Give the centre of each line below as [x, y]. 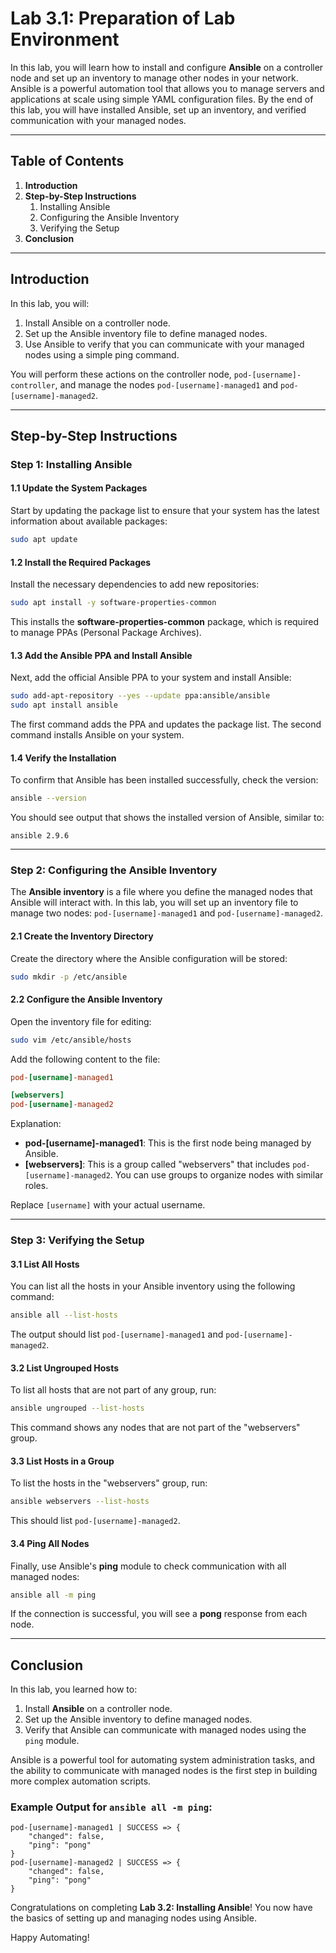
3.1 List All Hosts [45, 1264]
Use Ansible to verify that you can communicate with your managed [164, 344]
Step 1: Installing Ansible [71, 464]
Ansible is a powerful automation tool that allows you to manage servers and [167, 88]
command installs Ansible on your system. [97, 734]
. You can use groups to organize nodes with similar [216, 1175]
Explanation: [36, 1124]
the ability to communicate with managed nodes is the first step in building [164, 1771]
